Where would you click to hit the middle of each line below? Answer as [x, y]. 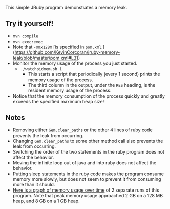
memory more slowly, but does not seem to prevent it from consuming [87, 179]
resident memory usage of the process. [70, 90]
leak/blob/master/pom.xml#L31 [45, 58]
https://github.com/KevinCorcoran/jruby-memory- [67, 52]
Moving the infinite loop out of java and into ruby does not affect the [84, 163]
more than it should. [34, 184]
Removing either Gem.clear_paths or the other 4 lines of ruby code [82, 130]
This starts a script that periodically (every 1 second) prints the [94, 74]
